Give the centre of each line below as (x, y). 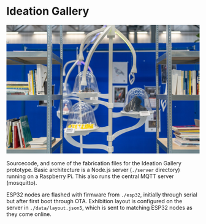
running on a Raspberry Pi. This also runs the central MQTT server (90, 176)
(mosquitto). (22, 182)
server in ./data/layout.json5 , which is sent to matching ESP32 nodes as (100, 207)
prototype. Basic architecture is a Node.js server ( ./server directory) (93, 170)
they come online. (29, 214)
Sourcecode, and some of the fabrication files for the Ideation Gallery (94, 163)
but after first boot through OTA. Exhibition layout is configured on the (94, 201)
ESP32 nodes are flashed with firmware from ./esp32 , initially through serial (102, 195)
